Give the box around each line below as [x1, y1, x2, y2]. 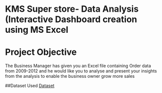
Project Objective [5, 46, 77, 58]
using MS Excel [5, 24, 68, 35]
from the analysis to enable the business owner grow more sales [5, 73, 135, 79]
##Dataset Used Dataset [5, 83, 55, 89]
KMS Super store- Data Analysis [5, 3, 139, 15]
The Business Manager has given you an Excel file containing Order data [5, 63, 151, 69]
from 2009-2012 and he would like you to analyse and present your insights [5, 68, 157, 74]
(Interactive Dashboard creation [5, 14, 138, 25]
